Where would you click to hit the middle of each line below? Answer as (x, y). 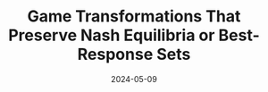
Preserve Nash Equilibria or (111, 35)
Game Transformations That (134, 17)
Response (115, 54)
